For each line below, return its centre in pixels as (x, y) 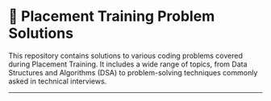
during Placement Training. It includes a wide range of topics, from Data (128, 64)
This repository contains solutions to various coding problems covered (126, 55)
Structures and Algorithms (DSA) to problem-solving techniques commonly (133, 72)
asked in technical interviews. (58, 81)
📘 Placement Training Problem (112, 16)
